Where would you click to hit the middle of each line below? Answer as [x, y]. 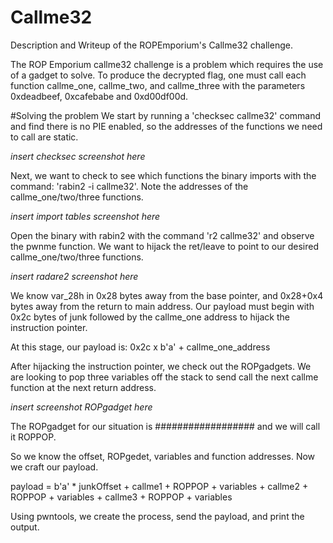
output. [25, 527]
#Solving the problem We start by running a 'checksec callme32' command [166, 115]
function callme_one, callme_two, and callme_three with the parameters [158, 85]
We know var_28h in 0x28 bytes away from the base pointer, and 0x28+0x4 [167, 295]
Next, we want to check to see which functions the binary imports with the [163, 175]
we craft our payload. [54, 467]
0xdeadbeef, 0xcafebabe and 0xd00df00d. [99, 96]
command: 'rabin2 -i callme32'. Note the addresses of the [129, 186]
